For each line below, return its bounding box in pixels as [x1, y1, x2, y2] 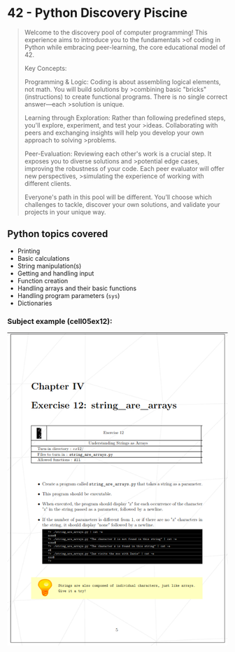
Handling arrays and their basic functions [17, 284, 137, 292]
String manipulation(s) [17, 262, 82, 270]
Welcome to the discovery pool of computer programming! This [24, 28, 208, 36]
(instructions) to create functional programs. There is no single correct [24, 93, 228, 101]
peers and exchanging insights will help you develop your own [24, 128, 204, 137]
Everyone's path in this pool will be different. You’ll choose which [24, 193, 212, 201]
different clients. [24, 179, 72, 187]
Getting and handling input [17, 269, 94, 278]
